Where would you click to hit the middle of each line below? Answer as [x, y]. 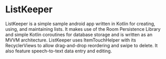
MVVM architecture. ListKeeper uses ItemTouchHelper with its [71, 40]
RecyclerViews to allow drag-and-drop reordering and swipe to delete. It [81, 45]
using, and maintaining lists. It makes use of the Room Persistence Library [83, 29]
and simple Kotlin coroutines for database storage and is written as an [79, 34]
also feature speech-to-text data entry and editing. [59, 51]
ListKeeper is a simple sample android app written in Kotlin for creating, [80, 24]
